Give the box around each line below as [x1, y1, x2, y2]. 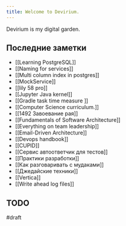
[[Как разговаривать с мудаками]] [14, 161, 104, 169]
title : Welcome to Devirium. [6, 8, 80, 15]
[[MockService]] [14, 78, 56, 85]
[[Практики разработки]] [14, 155, 80, 162]
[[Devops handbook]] [14, 136, 69, 143]
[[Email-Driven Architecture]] [14, 129, 87, 136]
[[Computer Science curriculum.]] [14, 104, 99, 111]
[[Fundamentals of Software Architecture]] [14, 116, 121, 124]
